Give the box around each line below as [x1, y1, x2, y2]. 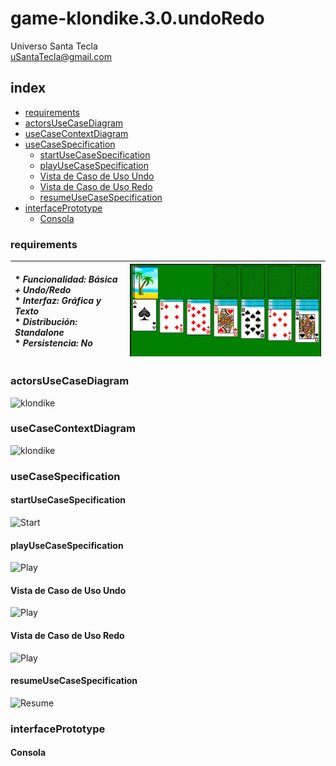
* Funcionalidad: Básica [14, 273, 118, 285]
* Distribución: [14, 315, 78, 327]
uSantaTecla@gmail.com [10, 50, 113, 62]
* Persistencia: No [14, 337, 93, 349]
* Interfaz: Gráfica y [14, 294, 102, 306]
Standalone [14, 326, 65, 338]
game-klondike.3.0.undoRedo [10, 7, 265, 30]
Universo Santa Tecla [10, 40, 98, 52]
